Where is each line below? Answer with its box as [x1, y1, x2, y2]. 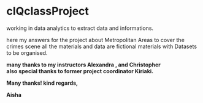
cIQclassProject [6, 4, 89, 18]
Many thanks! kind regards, [6, 79, 79, 87]
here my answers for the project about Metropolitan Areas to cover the [6, 36, 185, 43]
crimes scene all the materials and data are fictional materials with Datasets [6, 43, 197, 50]
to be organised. [6, 49, 48, 56]
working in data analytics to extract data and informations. [6, 24, 154, 32]
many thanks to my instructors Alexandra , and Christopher [6, 61, 161, 68]
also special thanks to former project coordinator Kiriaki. [6, 67, 154, 74]
